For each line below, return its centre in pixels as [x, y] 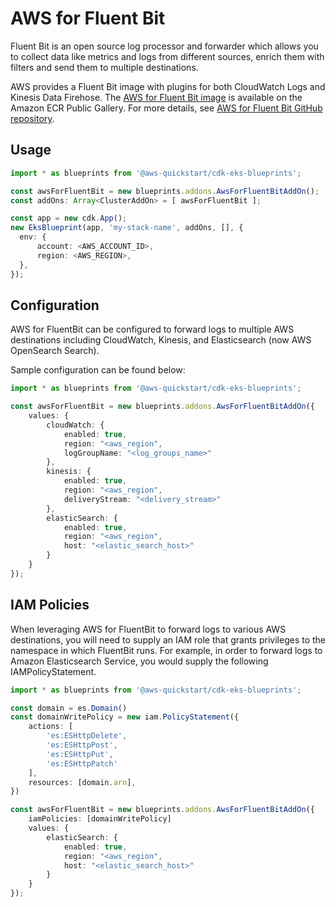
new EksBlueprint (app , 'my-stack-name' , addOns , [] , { [127, 228]
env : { [33, 237]
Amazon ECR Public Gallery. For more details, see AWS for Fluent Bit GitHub [166, 108]
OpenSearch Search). [55, 351]
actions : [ [51, 727]
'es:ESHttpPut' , [80, 754]
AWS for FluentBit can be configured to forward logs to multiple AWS [152, 329]
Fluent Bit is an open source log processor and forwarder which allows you [164, 46]
